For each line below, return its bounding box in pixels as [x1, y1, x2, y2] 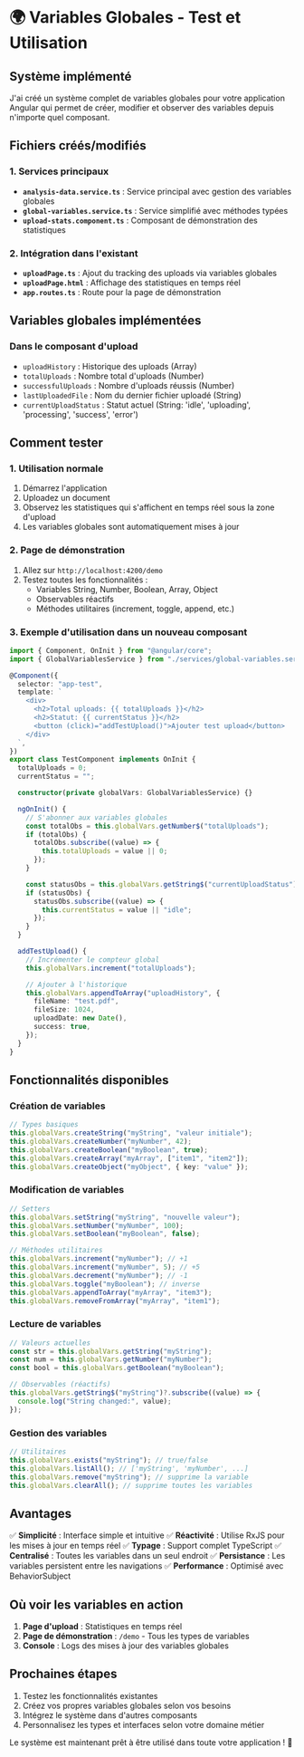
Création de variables [9, 1099, 106, 1112]
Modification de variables [9, 1184, 125, 1196]
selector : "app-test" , [17, 679, 103, 688]
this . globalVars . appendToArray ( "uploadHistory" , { [25, 988, 221, 997]
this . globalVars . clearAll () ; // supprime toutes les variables [9, 1481, 253, 1490]
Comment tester [9, 436, 104, 451]
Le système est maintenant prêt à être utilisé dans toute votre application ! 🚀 [9, 1736, 293, 1748]
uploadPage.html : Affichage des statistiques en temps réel [22, 277, 242, 288]
